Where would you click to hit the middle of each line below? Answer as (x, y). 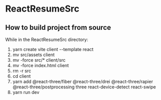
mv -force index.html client (41, 65)
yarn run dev (26, 92)
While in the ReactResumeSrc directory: (47, 39)
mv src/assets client (33, 55)
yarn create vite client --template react (53, 49)
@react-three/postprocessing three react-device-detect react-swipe (84, 87)
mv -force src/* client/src (39, 60)
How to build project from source (58, 28)
